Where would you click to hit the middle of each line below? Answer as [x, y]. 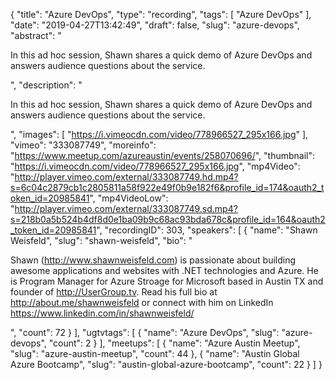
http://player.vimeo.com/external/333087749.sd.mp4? [126, 208]
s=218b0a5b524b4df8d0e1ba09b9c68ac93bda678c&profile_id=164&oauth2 [168, 219]
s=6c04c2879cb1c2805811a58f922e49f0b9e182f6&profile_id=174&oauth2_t [167, 187]
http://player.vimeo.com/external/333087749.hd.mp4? [126, 177]
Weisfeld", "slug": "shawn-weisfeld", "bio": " [101, 240]
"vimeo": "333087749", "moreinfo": [83, 145]
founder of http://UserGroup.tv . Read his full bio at [114, 292]
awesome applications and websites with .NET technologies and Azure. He [164, 270]
